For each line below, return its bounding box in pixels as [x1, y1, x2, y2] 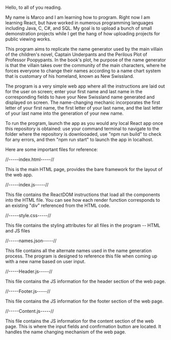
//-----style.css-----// [5, 213, 52, 218]
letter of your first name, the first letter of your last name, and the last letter [5, 105, 163, 111]
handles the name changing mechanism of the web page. [5, 329, 127, 335]
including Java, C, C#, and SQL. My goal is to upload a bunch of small [5, 25, 152, 31]
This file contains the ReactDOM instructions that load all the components [5, 192, 160, 198]
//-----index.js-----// [5, 182, 49, 187]
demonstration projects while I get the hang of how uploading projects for [5, 31, 160, 36]
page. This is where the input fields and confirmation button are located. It [5, 324, 162, 329]
